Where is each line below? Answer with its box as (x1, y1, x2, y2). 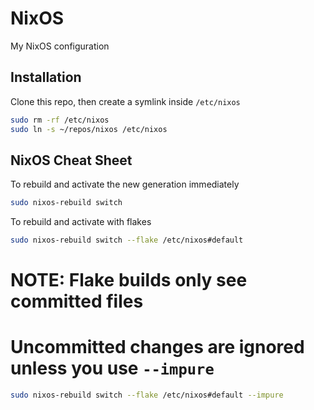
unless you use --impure (10, 357, 215, 380)
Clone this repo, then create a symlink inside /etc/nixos (10, 95, 241, 107)
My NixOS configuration (10, 40, 110, 52)
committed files (10, 290, 144, 313)
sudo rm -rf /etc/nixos (10, 115, 110, 125)
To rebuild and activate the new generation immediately (10, 178, 240, 191)
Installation (10, 69, 82, 86)
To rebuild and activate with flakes (10, 216, 152, 228)
